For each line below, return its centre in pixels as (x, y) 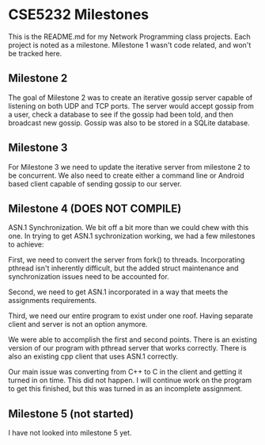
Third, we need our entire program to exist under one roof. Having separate (131, 316)
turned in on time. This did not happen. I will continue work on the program (130, 380)
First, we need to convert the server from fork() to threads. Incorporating (127, 260)
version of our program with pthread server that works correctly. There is (127, 348)
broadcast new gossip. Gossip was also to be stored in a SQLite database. (129, 123)
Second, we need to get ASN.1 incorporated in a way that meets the (118, 292)
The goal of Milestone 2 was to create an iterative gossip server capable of (131, 98)
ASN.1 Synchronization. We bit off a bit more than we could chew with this (129, 228)
